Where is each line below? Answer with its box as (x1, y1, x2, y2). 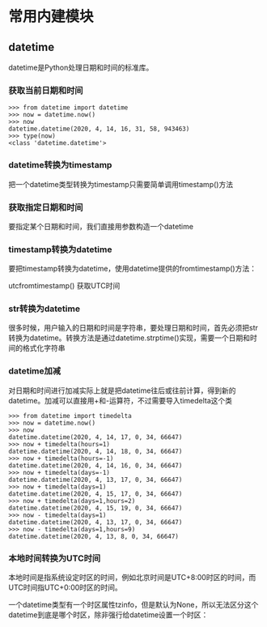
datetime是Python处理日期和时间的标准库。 (8, 62, 154, 72)
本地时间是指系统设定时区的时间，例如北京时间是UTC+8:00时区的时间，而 (8, 573, 256, 582)
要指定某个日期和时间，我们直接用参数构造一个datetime (8, 221, 194, 231)
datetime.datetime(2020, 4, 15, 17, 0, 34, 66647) (8, 489, 183, 498)
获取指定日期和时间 (8, 202, 83, 213)
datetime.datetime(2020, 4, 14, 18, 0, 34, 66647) (8, 447, 183, 455)
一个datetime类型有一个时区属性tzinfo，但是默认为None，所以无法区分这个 (8, 600, 259, 610)
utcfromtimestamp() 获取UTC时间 (8, 281, 121, 291)
